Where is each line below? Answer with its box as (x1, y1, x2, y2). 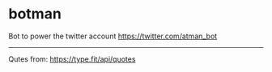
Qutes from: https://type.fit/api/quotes (8, 54, 136, 64)
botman (8, 5, 62, 23)
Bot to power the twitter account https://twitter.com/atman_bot (8, 31, 218, 41)
